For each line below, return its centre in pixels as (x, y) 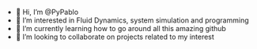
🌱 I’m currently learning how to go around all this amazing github (121, 28)
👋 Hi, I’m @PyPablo (47, 12)
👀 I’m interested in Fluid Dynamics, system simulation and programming (132, 20)
